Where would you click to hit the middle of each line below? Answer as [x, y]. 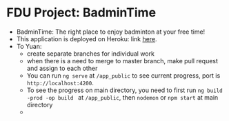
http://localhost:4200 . [60, 82]
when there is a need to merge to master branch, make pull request [122, 60]
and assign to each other [62, 68]
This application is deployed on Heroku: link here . [87, 38]
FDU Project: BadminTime [81, 13]
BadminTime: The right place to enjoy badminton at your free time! [111, 32]
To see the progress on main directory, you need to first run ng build [125, 90]
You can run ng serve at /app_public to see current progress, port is [123, 75]
